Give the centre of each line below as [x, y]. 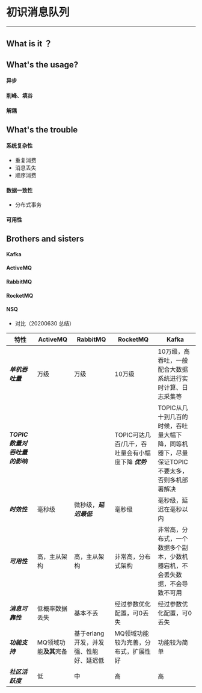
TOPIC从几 [173, 408]
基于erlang [89, 633]
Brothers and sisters [45, 239]
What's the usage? [42, 65]
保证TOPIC [173, 462]
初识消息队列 [38, 12]
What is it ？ [29, 44]
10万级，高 [174, 351]
